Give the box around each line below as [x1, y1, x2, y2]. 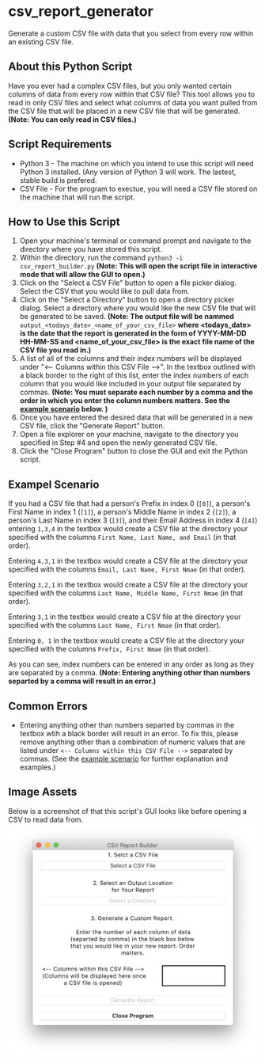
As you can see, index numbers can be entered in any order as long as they [8, 659, 255, 669]
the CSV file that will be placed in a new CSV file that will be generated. [8, 106, 240, 116]
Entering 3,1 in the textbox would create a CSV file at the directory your [8, 612, 241, 621]
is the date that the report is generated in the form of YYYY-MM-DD [19, 329, 247, 338]
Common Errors [8, 699, 89, 712]
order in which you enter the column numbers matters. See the [19, 396, 231, 405]
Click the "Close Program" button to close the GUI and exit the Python [19, 446, 248, 456]
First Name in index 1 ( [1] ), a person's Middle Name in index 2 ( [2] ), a [8, 507, 237, 517]
